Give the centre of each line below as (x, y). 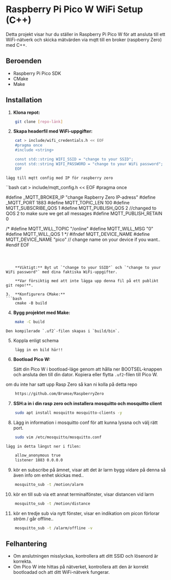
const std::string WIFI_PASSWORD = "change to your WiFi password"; (89, 164)
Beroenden (24, 61)
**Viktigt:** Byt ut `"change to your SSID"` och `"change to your (88, 267)
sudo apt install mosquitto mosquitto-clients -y (69, 413)
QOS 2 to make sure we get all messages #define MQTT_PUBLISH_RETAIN (84, 213)
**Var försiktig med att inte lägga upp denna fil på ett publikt (87, 281)
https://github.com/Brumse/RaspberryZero (59, 394)
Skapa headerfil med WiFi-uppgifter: (53, 131)
